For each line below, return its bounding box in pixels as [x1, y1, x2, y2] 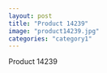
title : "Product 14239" [8, 19, 89, 28]
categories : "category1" [8, 34, 92, 43]
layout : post [8, 11, 53, 20]
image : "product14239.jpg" [8, 27, 100, 35]
